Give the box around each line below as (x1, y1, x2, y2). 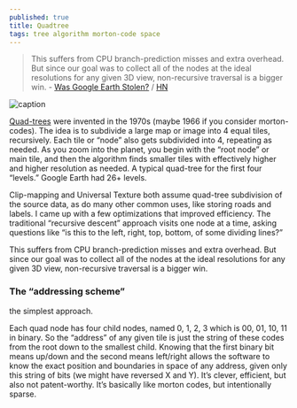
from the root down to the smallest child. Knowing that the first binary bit (9, 342, 275, 352)
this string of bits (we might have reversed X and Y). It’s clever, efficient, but (9, 369, 286, 381)
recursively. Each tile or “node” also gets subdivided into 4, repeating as (9, 135, 272, 146)
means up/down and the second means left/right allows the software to (9, 350, 270, 361)
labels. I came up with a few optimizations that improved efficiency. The (9, 209, 271, 219)
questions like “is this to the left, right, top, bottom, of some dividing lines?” (9, 227, 284, 238)
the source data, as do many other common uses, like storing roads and (9, 199, 272, 210)
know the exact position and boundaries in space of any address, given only (9, 360, 288, 371)
